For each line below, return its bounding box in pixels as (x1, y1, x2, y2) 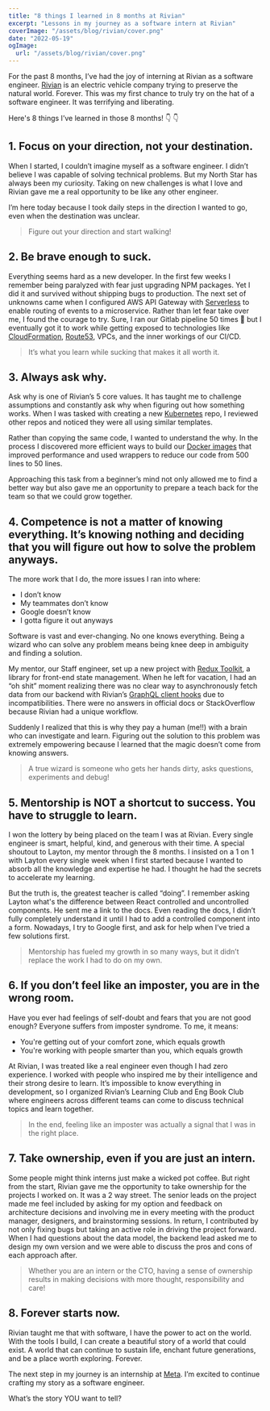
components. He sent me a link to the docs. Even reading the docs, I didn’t (8, 905, 256, 916)
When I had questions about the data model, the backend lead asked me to (8, 1233, 258, 1242)
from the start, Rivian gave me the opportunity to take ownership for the (8, 1181, 247, 1191)
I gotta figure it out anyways (19, 616, 114, 625)
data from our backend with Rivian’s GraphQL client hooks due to (8, 690, 225, 699)
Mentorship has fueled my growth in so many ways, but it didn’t (27, 947, 239, 957)
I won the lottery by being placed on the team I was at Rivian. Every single (8, 830, 254, 840)
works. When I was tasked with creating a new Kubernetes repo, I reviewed (8, 409, 259, 419)
